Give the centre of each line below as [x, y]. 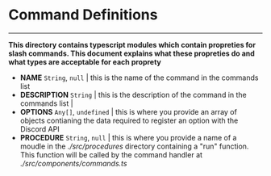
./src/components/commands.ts [73, 163]
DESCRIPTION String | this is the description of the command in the [133, 94]
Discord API [40, 129]
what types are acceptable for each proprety [85, 61]
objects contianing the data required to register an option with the [129, 120]
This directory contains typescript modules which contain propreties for [132, 44]
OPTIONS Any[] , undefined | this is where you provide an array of [129, 111]
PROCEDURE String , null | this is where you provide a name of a [128, 137]
